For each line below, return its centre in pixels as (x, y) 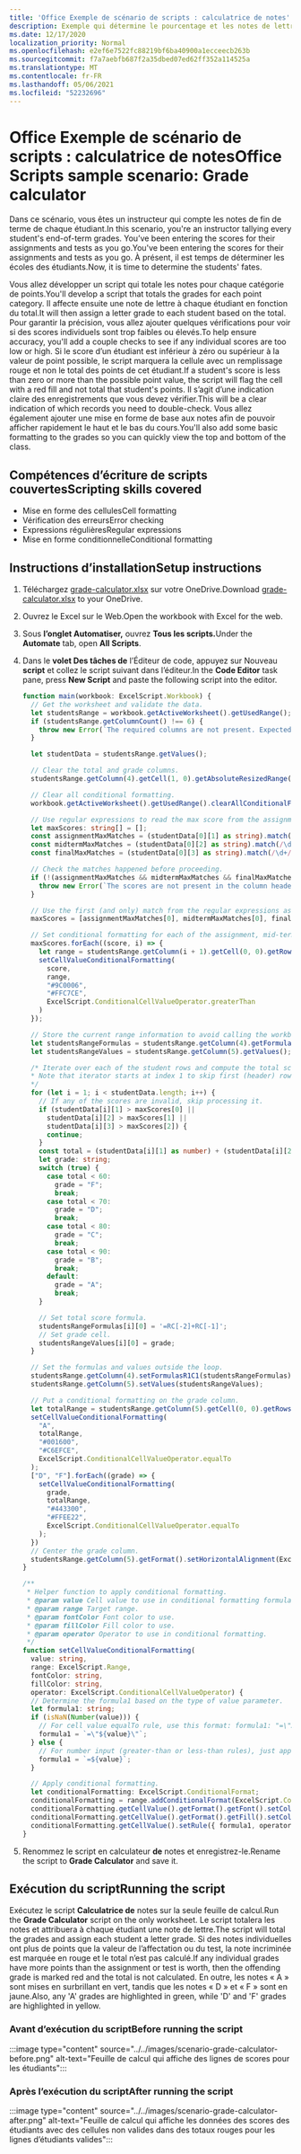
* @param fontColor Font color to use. (101, 1617)
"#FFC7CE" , (67, 994)
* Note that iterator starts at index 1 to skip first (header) (153, 1076)
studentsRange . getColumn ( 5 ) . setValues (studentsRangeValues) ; (147, 1385)
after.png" (28, 2120)
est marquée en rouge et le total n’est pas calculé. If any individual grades (144, 1958)
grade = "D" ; (79, 1210)
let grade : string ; (75, 1160)
